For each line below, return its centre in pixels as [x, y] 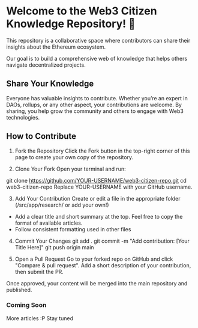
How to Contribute [41, 136]
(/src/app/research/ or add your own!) [62, 205]
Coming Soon [26, 305]
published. [19, 290]
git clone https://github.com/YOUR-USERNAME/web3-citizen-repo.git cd [97, 180]
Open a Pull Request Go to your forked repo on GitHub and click [94, 259]
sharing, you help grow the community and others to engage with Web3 [95, 111]
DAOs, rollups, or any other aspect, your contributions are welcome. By [94, 105]
